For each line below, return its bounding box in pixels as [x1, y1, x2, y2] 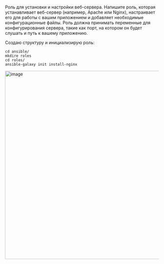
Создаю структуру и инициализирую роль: [5, 40, 95, 46]
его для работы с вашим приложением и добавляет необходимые [5, 15, 144, 20]
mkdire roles [5, 53, 32, 58]
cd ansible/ [5, 49, 29, 54]
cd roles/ [5, 58, 25, 63]
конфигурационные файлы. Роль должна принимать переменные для [5, 20, 151, 25]
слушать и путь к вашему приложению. [5, 30, 88, 36]
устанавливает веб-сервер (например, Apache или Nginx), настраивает [5, 9, 155, 15]
